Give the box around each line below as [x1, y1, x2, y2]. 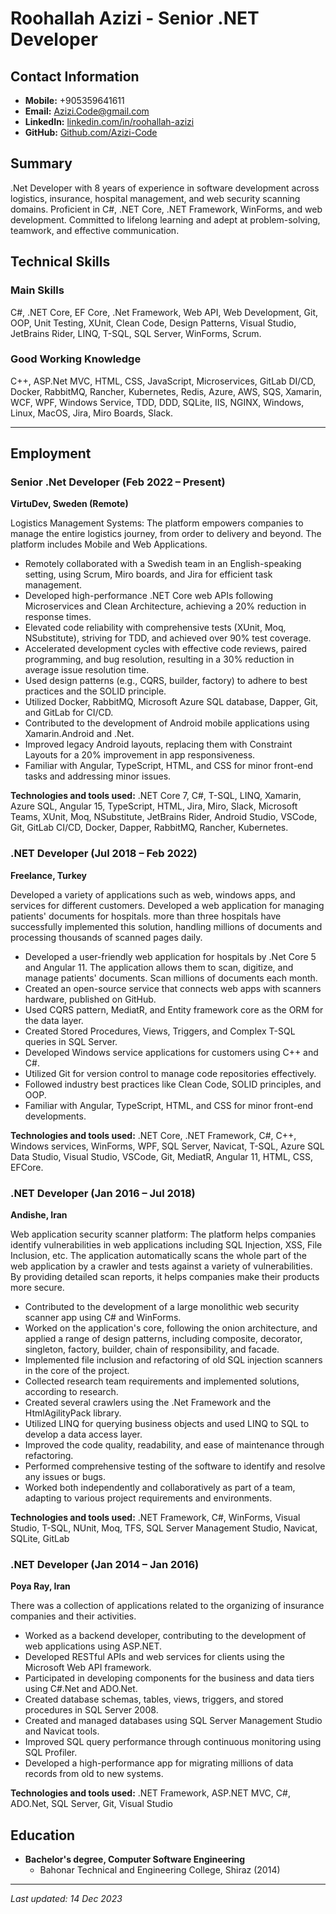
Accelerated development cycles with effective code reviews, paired [24, 643, 308, 655]
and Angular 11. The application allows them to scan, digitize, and [24, 961, 294, 973]
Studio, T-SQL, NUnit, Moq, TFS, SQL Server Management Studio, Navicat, [10, 1522, 318, 1534]
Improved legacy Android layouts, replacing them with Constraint [24, 738, 293, 751]
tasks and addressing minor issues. [24, 770, 172, 782]
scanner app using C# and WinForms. [24, 1312, 182, 1324]
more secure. [10, 1282, 65, 1294]
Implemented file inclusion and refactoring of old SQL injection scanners [24, 1354, 323, 1366]
